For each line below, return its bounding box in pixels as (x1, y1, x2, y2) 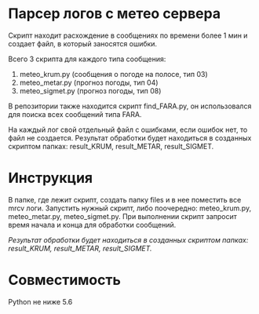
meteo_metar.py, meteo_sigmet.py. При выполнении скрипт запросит (8, 211, 238, 221)
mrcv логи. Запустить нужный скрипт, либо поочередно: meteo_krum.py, (8, 203, 252, 213)
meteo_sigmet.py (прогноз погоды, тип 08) (19, 86, 162, 95)
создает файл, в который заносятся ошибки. (8, 38, 158, 48)
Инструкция (8, 170, 93, 187)
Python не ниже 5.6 (8, 297, 73, 306)
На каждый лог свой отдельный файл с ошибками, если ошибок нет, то (8, 125, 248, 134)
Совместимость (8, 272, 122, 289)
